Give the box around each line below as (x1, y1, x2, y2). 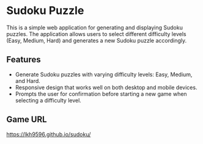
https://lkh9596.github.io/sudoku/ (6, 131, 91, 138)
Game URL (6, 114, 47, 125)
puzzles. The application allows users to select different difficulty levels (6, 30, 186, 37)
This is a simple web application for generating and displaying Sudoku (6, 24, 183, 31)
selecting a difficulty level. (15, 96, 81, 104)
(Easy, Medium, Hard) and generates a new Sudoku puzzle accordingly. (6, 37, 187, 44)
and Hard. (15, 77, 41, 84)
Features (6, 54, 41, 65)
